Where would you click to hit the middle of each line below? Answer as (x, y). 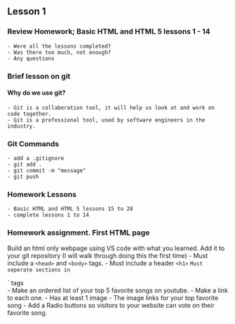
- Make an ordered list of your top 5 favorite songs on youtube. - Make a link (117, 290)
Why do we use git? (36, 93)
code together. (29, 114)
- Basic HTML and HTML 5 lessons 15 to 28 (70, 209)
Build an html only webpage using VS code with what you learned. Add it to (116, 248)
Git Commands (33, 143)
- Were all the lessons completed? (59, 46)
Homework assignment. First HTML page (79, 233)
